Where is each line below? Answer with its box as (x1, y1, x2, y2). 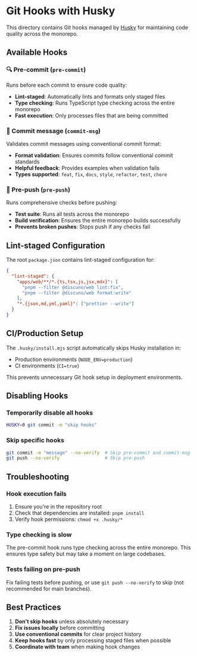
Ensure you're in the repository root (14, 503, 102, 510)
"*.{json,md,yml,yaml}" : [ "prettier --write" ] (17, 301, 135, 307)
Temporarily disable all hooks (6, 409, 93, 417)
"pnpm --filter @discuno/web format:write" (21, 290, 132, 296)
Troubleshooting (6, 472, 70, 482)
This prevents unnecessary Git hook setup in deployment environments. (6, 373, 183, 381)
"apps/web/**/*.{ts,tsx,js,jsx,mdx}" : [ (17, 278, 118, 285)
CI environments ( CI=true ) (14, 362, 79, 369)
